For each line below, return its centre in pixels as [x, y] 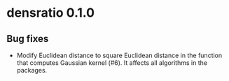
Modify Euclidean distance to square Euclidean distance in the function [119, 55]
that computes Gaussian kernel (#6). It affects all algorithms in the [112, 63]
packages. [32, 70]
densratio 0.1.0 [51, 13]
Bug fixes [28, 39]
